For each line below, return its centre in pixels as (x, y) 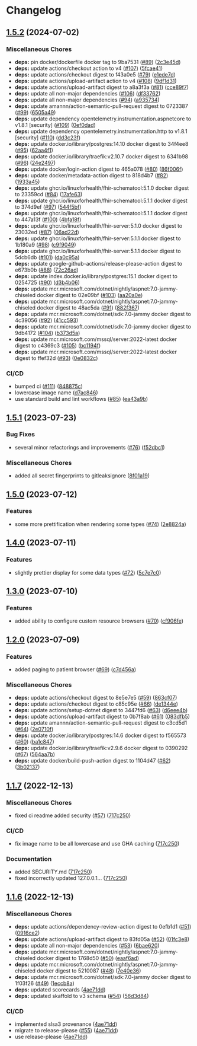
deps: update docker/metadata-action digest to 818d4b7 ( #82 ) (91, 175)
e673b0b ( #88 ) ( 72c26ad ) (46, 270)
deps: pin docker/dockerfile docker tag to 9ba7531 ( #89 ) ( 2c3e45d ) (98, 62)
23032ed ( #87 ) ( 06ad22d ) (47, 232)
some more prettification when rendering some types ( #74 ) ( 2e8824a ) (100, 524)
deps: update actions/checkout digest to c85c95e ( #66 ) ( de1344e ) (96, 704)
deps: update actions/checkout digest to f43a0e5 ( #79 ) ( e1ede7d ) (95, 74)
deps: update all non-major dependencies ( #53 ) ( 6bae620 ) (87, 946)
